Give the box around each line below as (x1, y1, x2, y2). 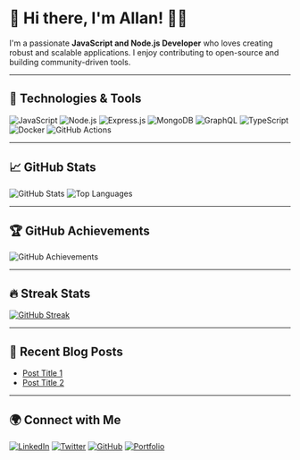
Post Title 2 (21, 378, 65, 388)
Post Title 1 (21, 368, 63, 379)
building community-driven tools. (9, 56, 131, 67)
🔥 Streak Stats (9, 285, 91, 301)
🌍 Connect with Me (9, 413, 121, 428)
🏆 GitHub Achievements (9, 223, 150, 238)
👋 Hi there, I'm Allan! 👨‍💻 (9, 8, 188, 29)
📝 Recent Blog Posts (9, 344, 123, 359)
